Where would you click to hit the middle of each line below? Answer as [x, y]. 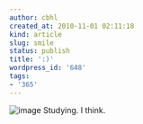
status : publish [40, 51]
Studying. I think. [75, 110]
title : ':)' [31, 59]
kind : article [36, 34]
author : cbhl [34, 18]
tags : [19, 76]
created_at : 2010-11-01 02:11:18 [72, 26]
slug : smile [31, 43]
